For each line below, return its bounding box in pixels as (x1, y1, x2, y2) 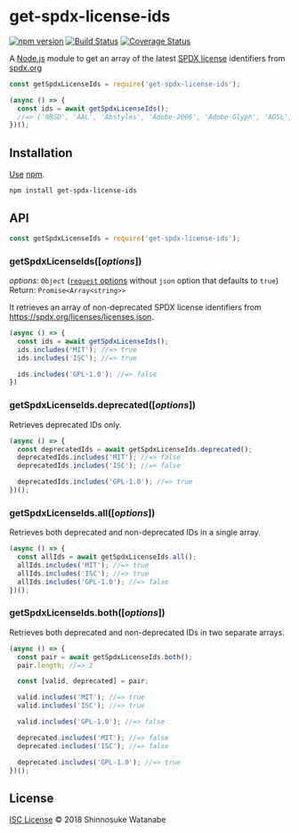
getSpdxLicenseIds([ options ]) (9, 255, 142, 267)
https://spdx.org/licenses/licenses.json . (9, 312, 154, 323)
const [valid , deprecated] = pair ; (17, 677, 149, 686)
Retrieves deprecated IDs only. (9, 419, 122, 429)
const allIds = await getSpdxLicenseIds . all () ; (17, 552, 198, 562)
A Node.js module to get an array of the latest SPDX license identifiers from (9, 53, 286, 63)
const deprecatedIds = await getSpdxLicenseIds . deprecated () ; (17, 445, 253, 453)
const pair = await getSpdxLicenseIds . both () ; (17, 652, 193, 661)
